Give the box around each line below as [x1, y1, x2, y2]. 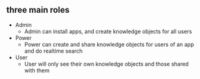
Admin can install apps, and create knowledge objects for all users [24, 28, 193, 35]
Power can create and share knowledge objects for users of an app [24, 40, 194, 48]
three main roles [6, 5, 70, 15]
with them [24, 67, 50, 74]
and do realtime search [24, 47, 83, 55]
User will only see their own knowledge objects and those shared [24, 60, 189, 67]
